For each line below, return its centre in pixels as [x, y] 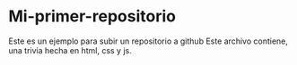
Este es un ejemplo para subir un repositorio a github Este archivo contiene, [148, 41]
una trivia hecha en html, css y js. [70, 50]
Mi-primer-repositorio [92, 16]
